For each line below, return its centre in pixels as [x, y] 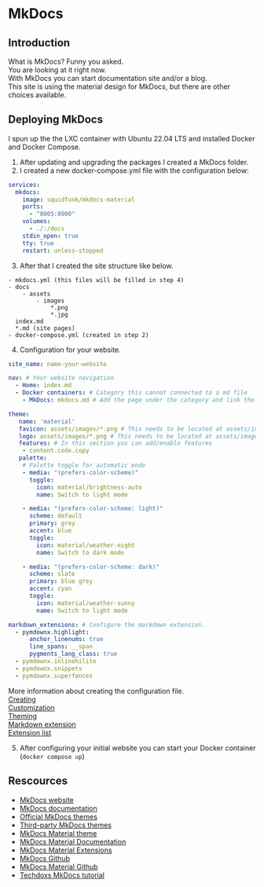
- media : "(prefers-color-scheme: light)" [93, 509]
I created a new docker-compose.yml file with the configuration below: [134, 170]
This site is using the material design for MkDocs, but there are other [119, 86]
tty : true [38, 243]
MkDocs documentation [59, 808]
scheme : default [55, 516]
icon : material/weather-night [86, 545]
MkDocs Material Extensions [66, 850]
